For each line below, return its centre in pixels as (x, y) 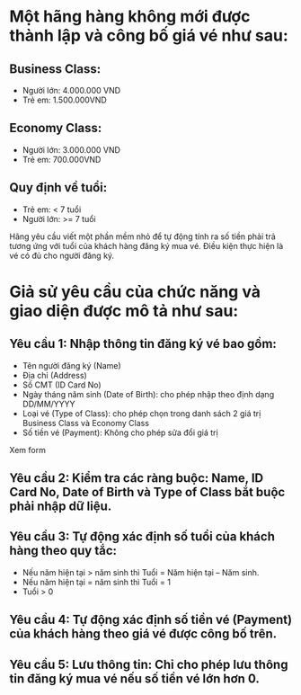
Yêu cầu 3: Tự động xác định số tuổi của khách (142, 537)
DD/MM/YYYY (49, 404)
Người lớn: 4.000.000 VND (71, 90)
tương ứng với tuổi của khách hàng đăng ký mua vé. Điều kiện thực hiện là (146, 245)
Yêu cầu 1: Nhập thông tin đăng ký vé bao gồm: (143, 344)
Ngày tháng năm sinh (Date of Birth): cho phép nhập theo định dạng (148, 394)
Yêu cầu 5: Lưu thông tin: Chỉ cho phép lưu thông (149, 664)
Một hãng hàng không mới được (130, 17)
